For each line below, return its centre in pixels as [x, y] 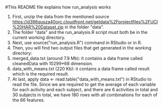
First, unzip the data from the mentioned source [61, 16]
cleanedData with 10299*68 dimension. [53, 64]
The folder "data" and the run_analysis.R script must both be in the [80, 32]
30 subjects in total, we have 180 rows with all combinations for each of [85, 95]
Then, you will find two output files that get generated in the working [82, 48]
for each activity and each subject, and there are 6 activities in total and [85, 90]
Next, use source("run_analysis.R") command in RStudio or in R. [77, 43]
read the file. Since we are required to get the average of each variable [84, 84]
